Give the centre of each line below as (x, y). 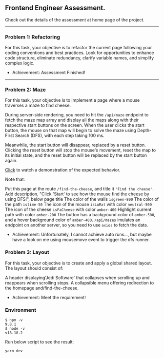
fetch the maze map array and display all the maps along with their (72, 120)
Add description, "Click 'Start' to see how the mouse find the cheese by (77, 194)
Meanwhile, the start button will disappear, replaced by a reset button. (75, 145)
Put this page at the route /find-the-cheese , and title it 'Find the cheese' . (80, 189)
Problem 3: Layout (27, 252)
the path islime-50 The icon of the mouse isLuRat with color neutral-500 (79, 205)
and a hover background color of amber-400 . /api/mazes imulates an (73, 220)
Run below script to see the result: (40, 342)
